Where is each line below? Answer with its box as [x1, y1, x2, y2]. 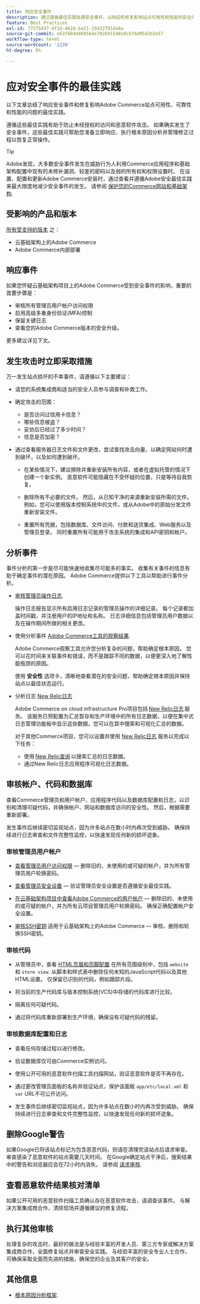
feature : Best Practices [6, 20, 68, 26]
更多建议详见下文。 [6, 337, 54, 344]
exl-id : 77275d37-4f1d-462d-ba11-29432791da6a [6, 25, 124, 32]
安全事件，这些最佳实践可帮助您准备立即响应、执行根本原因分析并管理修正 [6, 129, 189, 136]
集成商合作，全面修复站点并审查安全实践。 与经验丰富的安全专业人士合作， [6, 1248, 190, 1255]
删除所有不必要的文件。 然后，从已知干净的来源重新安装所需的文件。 [23, 493, 192, 501]
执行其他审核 [6, 1224, 54, 1234]
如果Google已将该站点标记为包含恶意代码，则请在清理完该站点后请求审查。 [6, 1146, 191, 1153]
